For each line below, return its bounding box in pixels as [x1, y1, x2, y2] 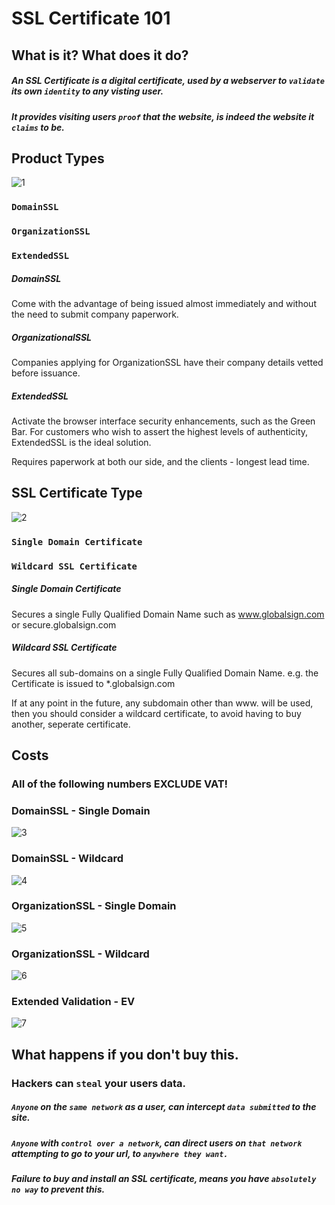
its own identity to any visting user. [11, 85, 164, 97]
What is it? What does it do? [11, 47, 189, 64]
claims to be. [11, 121, 65, 133]
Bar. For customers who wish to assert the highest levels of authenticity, [11, 426, 309, 438]
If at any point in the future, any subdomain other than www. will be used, [11, 697, 314, 709]
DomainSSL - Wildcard [11, 852, 124, 866]
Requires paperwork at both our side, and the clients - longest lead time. [11, 456, 310, 468]
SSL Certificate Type [11, 485, 143, 502]
